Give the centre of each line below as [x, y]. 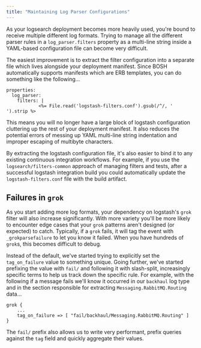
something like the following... [43, 79]
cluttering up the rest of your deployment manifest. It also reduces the [93, 129]
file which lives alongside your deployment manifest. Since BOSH [87, 66]
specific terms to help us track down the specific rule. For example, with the [100, 275]
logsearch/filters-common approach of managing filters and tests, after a [97, 166]
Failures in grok [35, 198]
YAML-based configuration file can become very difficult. [77, 48]
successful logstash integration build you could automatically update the [96, 172]
